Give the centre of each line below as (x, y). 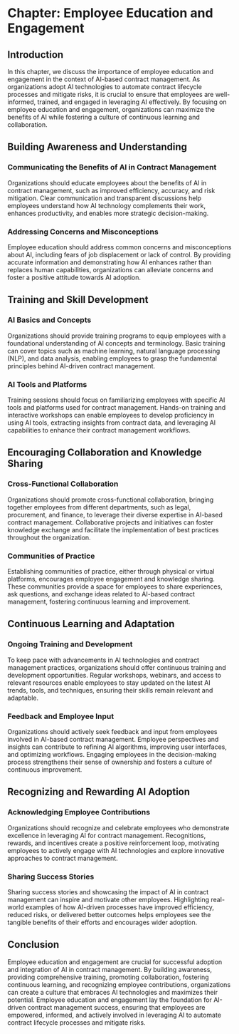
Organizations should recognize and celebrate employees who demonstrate (118, 827)
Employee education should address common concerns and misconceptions (119, 247)
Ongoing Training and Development (70, 644)
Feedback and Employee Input (61, 716)
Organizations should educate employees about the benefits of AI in (107, 182)
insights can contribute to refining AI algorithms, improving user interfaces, (117, 747)
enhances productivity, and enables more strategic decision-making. (108, 213)
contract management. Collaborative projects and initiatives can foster (110, 522)
